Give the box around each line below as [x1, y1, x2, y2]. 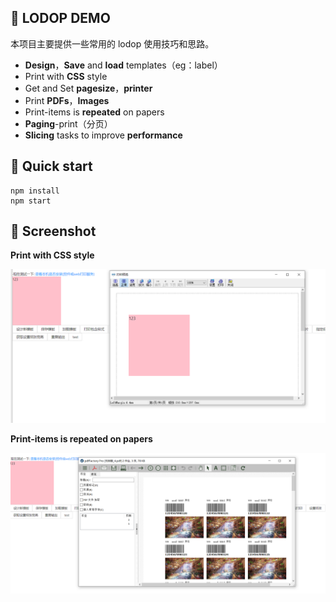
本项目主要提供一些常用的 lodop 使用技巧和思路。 [10, 37, 215, 50]
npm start [10, 196, 52, 206]
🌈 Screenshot [10, 223, 97, 240]
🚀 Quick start [10, 158, 93, 175]
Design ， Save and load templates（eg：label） [24, 59, 223, 71]
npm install [10, 186, 60, 196]
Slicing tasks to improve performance [24, 129, 183, 141]
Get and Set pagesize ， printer [24, 82, 153, 94]
